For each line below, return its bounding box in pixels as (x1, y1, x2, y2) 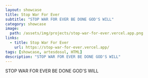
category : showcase (5, 21, 46, 27)
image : (5, 26, 19, 31)
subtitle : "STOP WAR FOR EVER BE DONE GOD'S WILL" (5, 17, 114, 22)
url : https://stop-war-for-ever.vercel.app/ (14, 45, 110, 50)
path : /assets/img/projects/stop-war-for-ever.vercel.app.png (10, 31, 143, 36)
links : (5, 36, 19, 41)
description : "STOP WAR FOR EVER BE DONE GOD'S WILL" (5, 54, 121, 59)
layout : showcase (5, 7, 42, 13)
